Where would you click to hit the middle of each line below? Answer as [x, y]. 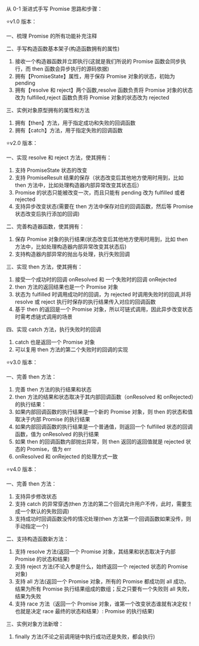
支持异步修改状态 [36, 496]
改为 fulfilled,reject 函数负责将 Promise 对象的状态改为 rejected [92, 98]
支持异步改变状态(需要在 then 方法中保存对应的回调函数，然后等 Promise [104, 206]
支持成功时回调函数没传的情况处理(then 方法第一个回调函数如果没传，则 [103, 519]
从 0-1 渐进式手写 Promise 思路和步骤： [55, 9]
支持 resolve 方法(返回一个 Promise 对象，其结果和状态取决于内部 [95, 551]
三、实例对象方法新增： [35, 624]
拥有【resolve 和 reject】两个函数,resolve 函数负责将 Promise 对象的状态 [104, 90]
